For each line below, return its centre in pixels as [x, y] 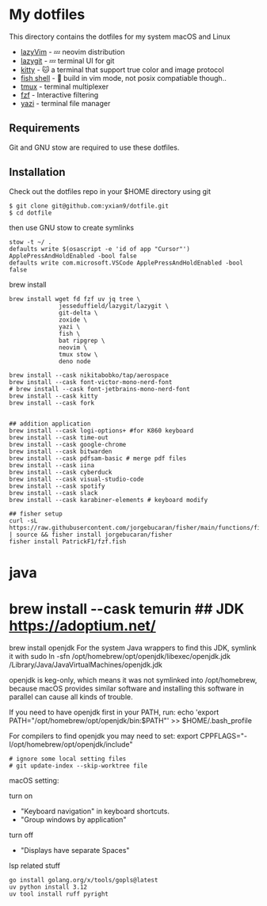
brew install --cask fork [51, 403]
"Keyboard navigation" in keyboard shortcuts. [95, 811]
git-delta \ [78, 313]
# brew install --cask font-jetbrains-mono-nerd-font [100, 389]
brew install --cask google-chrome [68, 444]
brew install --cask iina [51, 465]
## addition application [50, 424]
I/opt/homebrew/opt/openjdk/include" [71, 744]
